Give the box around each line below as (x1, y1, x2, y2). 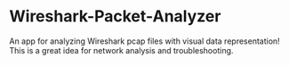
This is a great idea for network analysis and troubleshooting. (9, 45, 234, 55)
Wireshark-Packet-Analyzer (9, 6, 221, 27)
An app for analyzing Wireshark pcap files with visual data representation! (9, 36, 280, 46)
